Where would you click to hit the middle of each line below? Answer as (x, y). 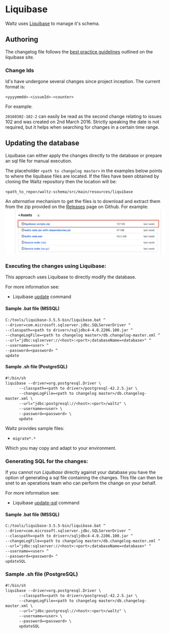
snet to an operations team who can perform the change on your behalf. (81, 483)
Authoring (22, 39)
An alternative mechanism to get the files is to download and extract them (83, 201)
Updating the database (42, 143)
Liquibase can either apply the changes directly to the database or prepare (84, 155)
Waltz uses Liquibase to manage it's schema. (53, 23)
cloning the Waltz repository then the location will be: (61, 181)
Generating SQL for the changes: (47, 461)
